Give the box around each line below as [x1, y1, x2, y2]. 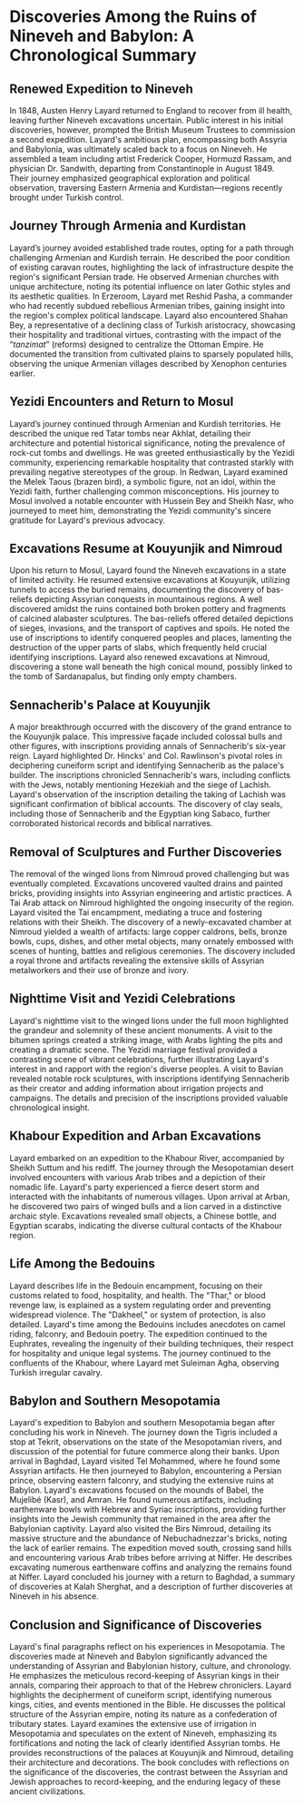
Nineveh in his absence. [9, 1591, 100, 1602]
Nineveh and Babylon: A [9, 25, 195, 46]
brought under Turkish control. [9, 192, 124, 202]
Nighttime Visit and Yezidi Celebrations [9, 991, 236, 1007]
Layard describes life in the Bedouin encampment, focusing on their [9, 1280, 263, 1291]
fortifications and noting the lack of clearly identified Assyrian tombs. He [9, 1738, 281, 1749]
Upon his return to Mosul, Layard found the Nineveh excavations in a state [9, 565, 287, 576]
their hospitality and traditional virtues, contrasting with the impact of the [9, 329, 282, 340]
